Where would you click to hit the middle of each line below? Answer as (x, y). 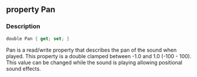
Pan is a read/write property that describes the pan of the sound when (91, 50)
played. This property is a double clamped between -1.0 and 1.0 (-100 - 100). (99, 56)
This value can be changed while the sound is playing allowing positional (94, 62)
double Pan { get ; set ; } (38, 38)
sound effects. (24, 68)
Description (23, 26)
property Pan (31, 10)
